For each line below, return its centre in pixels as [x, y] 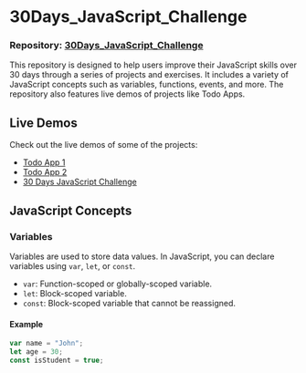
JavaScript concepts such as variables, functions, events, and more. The [147, 85]
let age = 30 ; [37, 352]
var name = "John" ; [47, 344]
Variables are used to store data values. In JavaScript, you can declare [142, 256]
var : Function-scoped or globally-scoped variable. [117, 284]
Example [26, 324]
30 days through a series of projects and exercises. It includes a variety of [149, 75]
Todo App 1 [44, 162]
